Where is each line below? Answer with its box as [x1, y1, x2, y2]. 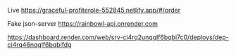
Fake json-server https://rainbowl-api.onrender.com [7, 20, 159, 27]
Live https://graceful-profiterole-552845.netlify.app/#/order [7, 6, 181, 14]
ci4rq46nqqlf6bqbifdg [7, 41, 72, 48]
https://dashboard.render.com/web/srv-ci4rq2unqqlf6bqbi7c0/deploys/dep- [7, 33, 229, 41]
